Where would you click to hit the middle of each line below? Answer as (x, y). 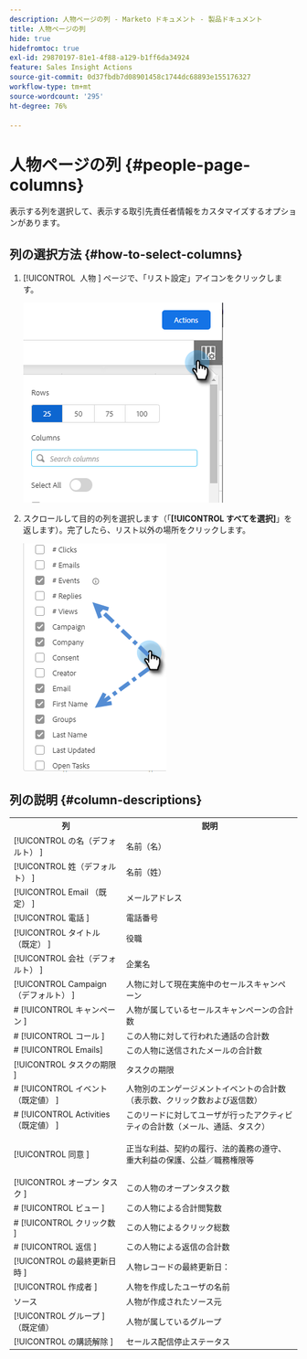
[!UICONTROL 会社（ (53, 958)
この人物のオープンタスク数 (178, 1188)
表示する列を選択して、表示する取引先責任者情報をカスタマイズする (137, 211)
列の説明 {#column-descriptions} (106, 800)
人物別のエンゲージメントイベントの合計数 (206, 1088)
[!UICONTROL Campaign (60, 983)
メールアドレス (154, 898)
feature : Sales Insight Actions (71, 68)
